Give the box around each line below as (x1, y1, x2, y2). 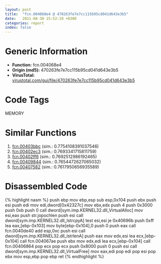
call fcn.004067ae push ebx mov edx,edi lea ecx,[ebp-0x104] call (20, 238, 151, 244)
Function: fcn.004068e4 (12, 62, 62, 68)
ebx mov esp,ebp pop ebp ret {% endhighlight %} (5, 253, 104, 259)
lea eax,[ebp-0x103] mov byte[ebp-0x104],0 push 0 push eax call (5, 222, 136, 228)
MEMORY (5, 110, 24, 116)
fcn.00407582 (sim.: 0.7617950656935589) (12, 164, 100, 170)
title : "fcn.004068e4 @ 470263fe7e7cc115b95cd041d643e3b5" (5, 12, 129, 16)
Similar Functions (5, 127, 76, 139)
